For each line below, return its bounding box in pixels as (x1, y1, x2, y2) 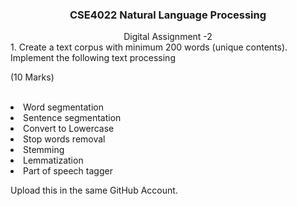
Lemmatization (23, 154, 84, 167)
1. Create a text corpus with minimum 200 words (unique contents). (10, 41, 288, 53)
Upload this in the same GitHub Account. (10, 184, 178, 197)
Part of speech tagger (23, 165, 113, 177)
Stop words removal (23, 133, 106, 145)
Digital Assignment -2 (123, 31, 213, 43)
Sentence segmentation (23, 112, 122, 124)
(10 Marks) (10, 71, 55, 83)
